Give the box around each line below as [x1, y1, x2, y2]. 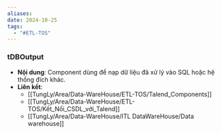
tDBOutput [7, 52, 44, 62]
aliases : [7, 10, 33, 17]
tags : [7, 23, 23, 30]
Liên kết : [17, 82, 43, 90]
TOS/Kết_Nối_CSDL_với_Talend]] [27, 104, 120, 113]
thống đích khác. [17, 75, 66, 84]
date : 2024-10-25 [7, 17, 58, 23]
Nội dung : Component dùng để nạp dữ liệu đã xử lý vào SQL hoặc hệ [17, 68, 215, 76]
